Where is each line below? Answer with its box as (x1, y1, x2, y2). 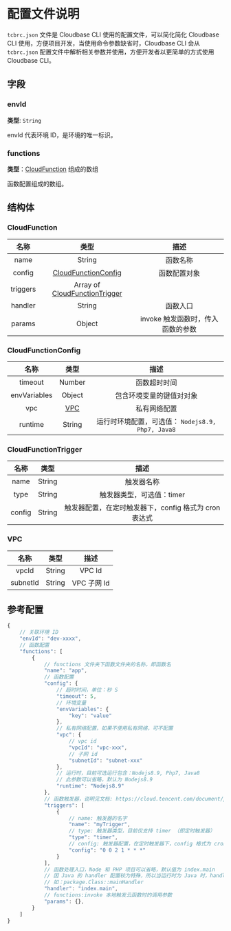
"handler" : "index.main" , (43, 885, 118, 892)
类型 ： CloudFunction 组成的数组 (7, 165, 98, 173)
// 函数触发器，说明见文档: (43, 795, 113, 802)
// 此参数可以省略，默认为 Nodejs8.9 (56, 777, 153, 783)
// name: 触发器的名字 (68, 814, 127, 821)
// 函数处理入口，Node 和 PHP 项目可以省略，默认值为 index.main (43, 866, 215, 873)
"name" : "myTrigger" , (68, 821, 131, 828)
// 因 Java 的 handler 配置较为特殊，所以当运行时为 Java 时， (43, 872, 210, 879)
